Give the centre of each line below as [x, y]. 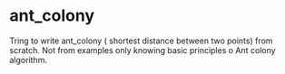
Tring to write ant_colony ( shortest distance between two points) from [141, 41]
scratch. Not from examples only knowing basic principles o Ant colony [142, 50]
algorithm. [29, 60]
